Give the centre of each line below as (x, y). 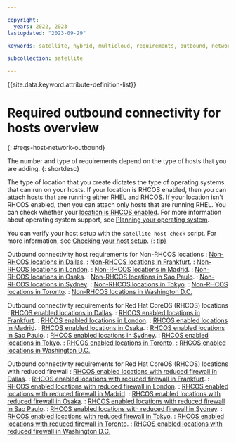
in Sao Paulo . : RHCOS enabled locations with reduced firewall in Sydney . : (115, 409)
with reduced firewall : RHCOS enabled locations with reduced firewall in (112, 372)
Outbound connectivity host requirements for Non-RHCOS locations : (107, 255)
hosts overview (53, 128)
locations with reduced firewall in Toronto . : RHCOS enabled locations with (115, 424)
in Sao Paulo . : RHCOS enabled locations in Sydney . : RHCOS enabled (108, 336)
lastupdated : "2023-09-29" (47, 33)
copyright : (23, 20)
